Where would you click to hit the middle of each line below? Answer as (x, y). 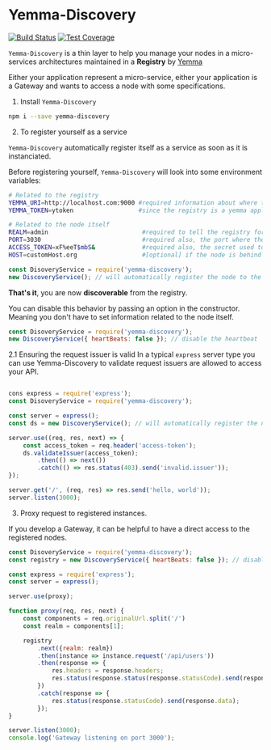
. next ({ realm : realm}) (75, 648)
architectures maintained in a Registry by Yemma (121, 61)
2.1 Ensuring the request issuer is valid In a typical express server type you (132, 354)
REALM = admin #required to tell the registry (129, 232)
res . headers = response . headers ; (107, 671)
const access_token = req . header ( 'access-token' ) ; (110, 445)
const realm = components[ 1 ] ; (74, 626)
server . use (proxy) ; (41, 596)
